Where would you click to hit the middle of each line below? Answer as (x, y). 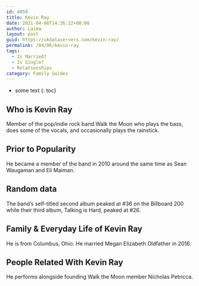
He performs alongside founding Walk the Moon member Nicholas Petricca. (100, 277)
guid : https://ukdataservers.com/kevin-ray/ (63, 40)
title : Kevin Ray (28, 17)
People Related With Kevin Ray (65, 262)
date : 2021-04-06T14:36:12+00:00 (48, 23)
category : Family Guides (37, 73)
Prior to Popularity (41, 149)
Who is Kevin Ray (40, 109)
